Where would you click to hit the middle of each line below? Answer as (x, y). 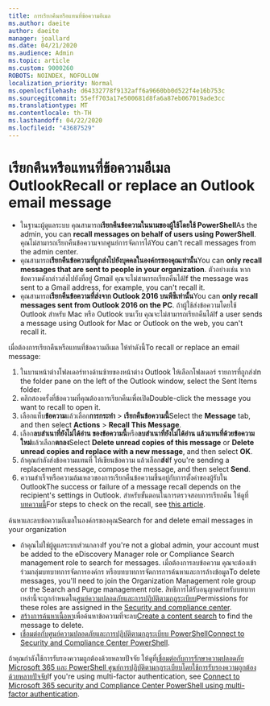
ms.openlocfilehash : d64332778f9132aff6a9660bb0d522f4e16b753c (117, 91)
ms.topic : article (39, 61)
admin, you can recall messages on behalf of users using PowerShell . (138, 233)
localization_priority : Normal (61, 83)
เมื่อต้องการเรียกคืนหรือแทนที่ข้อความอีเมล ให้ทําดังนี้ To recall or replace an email (124, 347)
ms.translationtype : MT (48, 105)
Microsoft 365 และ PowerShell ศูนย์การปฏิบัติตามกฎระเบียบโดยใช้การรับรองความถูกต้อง (132, 667)
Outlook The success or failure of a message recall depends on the (131, 486)
